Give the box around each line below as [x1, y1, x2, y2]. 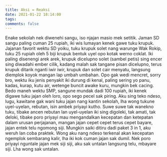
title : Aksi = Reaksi [5, 7, 50, 12]
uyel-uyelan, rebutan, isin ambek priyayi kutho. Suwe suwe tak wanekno [5, 104, 154, 110]
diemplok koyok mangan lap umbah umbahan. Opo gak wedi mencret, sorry [5, 72, 161, 78]
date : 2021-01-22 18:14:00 [5, 12, 61, 17]
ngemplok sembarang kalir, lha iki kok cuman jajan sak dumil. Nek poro [5, 136, 151, 142]
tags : [5, 16, 16, 21]
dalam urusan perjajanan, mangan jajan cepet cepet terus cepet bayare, [5, 120, 153, 126]
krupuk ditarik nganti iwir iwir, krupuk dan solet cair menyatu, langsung [5, 67, 151, 73]
